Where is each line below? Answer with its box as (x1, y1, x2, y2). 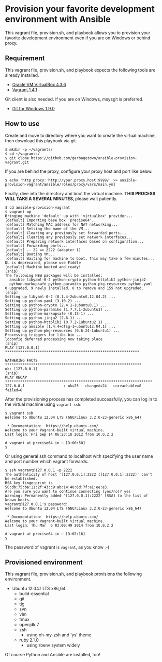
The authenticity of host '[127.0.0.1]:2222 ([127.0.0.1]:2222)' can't (5, 472, 152, 477)
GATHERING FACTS (5, 358, 38, 363)
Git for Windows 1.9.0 (12, 105, 55, 111)
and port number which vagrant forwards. (5, 458, 88, 464)
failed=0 (5, 387, 23, 393)
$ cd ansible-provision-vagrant (5, 205, 70, 210)
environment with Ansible (5, 14, 111, 25)
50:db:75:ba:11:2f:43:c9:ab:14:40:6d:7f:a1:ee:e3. (5, 484, 109, 490)
